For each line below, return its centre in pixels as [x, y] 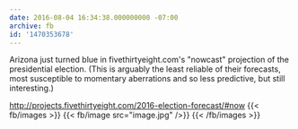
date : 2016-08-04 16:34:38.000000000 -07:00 [94, 17]
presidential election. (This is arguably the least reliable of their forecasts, [145, 69]
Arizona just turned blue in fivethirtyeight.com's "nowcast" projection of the [149, 60]
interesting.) [31, 88]
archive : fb [31, 26]
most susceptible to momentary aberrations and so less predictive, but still [147, 79]
